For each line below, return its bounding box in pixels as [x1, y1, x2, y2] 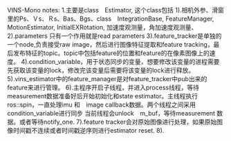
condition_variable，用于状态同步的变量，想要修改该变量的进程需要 [28, 58, 220, 65]
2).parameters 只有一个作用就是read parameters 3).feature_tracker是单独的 [7, 32, 222, 40]
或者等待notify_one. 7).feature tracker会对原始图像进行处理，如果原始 [19, 118, 217, 126]
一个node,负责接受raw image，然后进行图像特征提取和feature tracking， [7, 41, 214, 48]
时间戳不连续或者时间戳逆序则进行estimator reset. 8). [12, 127, 165, 134]
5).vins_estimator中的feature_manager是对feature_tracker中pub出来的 [7, 75, 207, 83]
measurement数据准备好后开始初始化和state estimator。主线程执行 [7, 92, 198, 100]
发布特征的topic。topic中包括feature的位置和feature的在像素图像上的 [12, 49, 210, 57]
